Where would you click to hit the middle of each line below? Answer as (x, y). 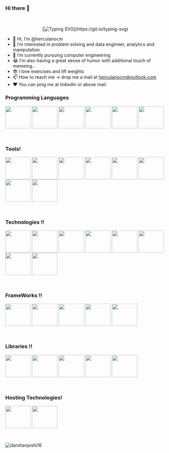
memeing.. (24, 66)
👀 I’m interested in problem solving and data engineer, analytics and (83, 44)
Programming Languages (37, 98)
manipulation (26, 50)
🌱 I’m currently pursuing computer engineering (61, 55)
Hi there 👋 (18, 8)
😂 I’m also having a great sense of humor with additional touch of (82, 61)
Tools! (13, 149)
